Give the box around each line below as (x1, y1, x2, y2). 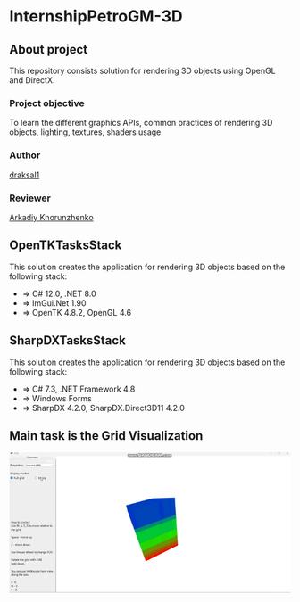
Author (9, 149, 41, 161)
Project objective (9, 96, 85, 109)
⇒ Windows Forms (21, 392, 92, 403)
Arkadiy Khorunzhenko (9, 211, 94, 222)
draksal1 (9, 169, 40, 180)
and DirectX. (9, 75, 55, 86)
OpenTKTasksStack (9, 238, 122, 253)
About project (9, 42, 87, 57)
